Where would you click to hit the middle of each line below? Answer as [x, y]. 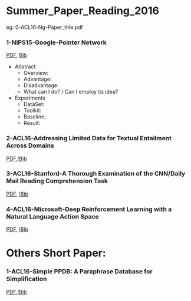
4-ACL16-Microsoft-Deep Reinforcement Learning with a [89, 209]
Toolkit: [32, 111]
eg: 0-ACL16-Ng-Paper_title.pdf [45, 27]
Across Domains [30, 145]
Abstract [25, 67]
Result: [32, 123]
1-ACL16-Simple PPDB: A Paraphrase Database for [79, 272]
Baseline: [34, 117]
